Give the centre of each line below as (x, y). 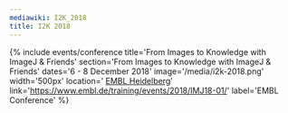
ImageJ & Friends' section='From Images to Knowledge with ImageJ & (140, 61)
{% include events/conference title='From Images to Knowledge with (138, 52)
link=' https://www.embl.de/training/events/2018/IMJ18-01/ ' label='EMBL (144, 90)
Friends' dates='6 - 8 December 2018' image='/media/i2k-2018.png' (137, 71)
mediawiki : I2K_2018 (48, 18)
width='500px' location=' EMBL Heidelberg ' (91, 80)
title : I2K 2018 (40, 26)
